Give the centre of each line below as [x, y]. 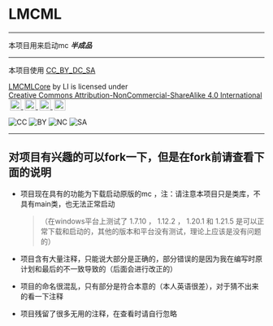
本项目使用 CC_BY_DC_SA [52, 70]
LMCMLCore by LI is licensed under [68, 86]
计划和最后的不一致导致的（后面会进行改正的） [98, 268]
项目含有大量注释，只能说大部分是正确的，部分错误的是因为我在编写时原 [141, 259]
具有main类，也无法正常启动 [67, 203]
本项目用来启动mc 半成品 [50, 45]
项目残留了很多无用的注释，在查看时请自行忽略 [98, 313]
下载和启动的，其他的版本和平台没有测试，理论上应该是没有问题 [154, 231]
